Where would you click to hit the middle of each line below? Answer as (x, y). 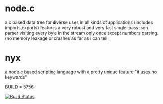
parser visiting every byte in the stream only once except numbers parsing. (82, 33)
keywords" (16, 77)
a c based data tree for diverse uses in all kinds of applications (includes (79, 22)
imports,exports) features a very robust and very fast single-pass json (77, 27)
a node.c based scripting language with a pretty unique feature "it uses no (81, 72)
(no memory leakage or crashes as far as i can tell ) (58, 38)
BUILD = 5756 (19, 87)
